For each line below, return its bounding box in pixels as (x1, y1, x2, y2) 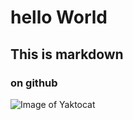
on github (10, 76, 58, 90)
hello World (10, 6, 108, 29)
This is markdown (10, 46, 124, 63)
